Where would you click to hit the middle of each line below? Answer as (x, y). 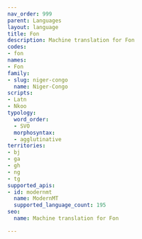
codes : (17, 47)
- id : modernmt (30, 192)
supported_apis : (31, 185)
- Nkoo (17, 106)
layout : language (33, 27)
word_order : (32, 119)
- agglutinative (38, 139)
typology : (22, 113)
